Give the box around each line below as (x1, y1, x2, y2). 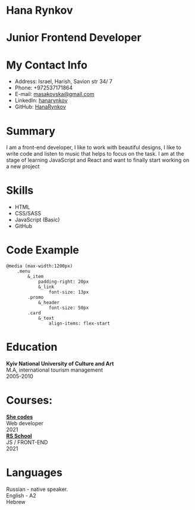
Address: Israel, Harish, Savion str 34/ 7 (14, 78, 113, 85)
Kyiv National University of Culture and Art (6, 360, 114, 367)
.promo (27, 295, 44, 301)
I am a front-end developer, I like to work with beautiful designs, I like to (6, 144, 181, 151)
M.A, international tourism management (6, 366, 103, 373)
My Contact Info (6, 58, 88, 72)
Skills (6, 184, 34, 197)
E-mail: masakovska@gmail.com (14, 91, 95, 98)
